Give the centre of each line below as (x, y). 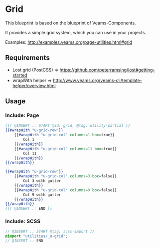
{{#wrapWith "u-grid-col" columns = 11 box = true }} (66, 149)
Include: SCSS (23, 221)
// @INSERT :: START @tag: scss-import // (50, 232)
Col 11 (30, 153)
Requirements (27, 58)
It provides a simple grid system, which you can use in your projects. (76, 32)
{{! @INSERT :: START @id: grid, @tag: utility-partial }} (68, 126)
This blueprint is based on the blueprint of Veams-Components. (71, 23)
